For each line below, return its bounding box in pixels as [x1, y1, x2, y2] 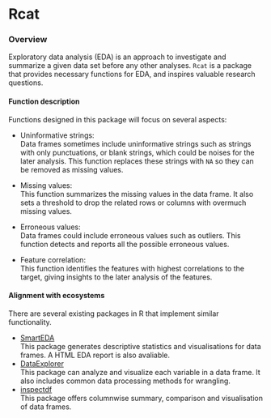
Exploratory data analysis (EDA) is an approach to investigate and [8, 52, 227, 62]
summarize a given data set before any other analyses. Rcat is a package [8, 61, 252, 70]
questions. [8, 78, 44, 87]
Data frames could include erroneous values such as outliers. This [19, 230, 241, 240]
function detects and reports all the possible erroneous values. [19, 239, 230, 249]
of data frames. [19, 402, 72, 412]
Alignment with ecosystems [8, 291, 105, 301]
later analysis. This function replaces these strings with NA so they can [19, 156, 255, 166]
